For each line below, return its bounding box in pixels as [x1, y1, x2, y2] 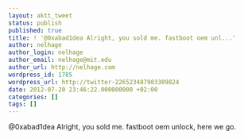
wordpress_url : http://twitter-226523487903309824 [8, 78, 180, 86]
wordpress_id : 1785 [8, 71, 73, 79]
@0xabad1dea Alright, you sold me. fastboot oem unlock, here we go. [8, 122, 237, 132]
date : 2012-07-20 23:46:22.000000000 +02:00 [8, 85, 158, 94]
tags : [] [8, 100, 37, 108]
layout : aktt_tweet [8, 11, 73, 20]
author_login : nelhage [8, 48, 83, 56]
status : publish [8, 19, 62, 27]
